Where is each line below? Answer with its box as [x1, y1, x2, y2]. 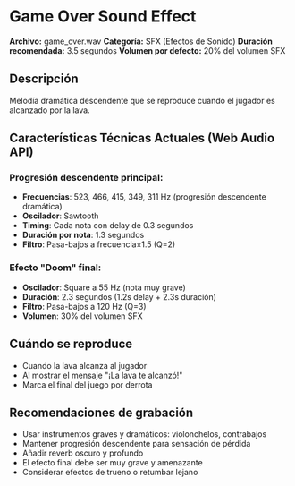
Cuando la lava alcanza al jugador [21, 360, 147, 371]
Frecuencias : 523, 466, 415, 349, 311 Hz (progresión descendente [21, 192, 266, 202]
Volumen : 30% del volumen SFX [21, 311, 143, 321]
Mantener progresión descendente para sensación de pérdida [21, 439, 251, 449]
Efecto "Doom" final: [9, 261, 102, 274]
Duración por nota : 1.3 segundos [21, 230, 145, 241]
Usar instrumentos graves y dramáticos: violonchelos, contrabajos [21, 429, 267, 439]
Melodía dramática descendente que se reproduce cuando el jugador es [9, 95, 275, 106]
